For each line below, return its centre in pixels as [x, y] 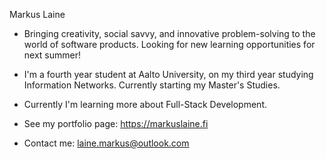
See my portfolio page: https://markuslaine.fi [116, 123]
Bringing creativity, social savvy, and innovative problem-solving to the [169, 33]
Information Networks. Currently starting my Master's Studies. [152, 85]
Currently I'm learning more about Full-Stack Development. [145, 104]
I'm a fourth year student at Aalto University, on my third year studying [168, 74]
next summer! [52, 55]
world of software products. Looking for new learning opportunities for [169, 44]
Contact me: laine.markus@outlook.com [106, 143]
